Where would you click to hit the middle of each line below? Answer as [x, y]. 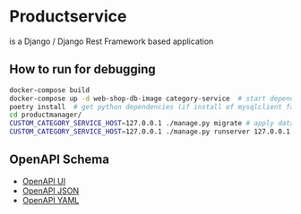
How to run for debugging [83, 69]
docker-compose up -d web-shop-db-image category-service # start [138, 98]
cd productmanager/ [46, 115]
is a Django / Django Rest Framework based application [112, 41]
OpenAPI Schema [60, 160]
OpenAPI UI [43, 181]
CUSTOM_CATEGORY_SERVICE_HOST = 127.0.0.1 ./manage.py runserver [130, 132]
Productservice [68, 17]
